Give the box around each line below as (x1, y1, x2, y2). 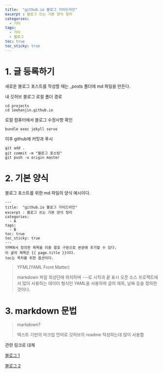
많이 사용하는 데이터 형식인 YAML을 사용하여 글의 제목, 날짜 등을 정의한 (22, 280, 157, 286)
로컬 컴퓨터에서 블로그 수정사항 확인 (5, 117, 73, 123)
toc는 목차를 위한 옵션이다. (5, 255, 54, 261)
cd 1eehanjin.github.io (5, 108, 54, 112)
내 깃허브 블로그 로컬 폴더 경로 (5, 93, 62, 99)
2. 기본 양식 (5, 173, 49, 184)
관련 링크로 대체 (5, 342, 36, 348)
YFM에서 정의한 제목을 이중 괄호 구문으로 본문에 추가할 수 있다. (5, 245, 117, 250)
